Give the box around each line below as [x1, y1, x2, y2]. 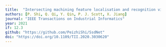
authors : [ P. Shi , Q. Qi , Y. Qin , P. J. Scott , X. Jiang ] [5, 12, 127, 17]
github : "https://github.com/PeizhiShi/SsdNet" [5, 30, 105, 35]
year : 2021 [5, 21, 28, 26]
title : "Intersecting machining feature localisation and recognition [5, 7, 156, 12]
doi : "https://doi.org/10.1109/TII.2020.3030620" [5, 35, 110, 40]
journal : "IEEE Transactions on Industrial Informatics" [5, 16, 125, 21]
